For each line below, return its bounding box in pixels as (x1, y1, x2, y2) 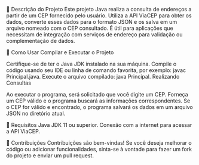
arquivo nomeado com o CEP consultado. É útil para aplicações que (6, 24, 173, 32)
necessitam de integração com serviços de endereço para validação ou (6, 31, 183, 38)
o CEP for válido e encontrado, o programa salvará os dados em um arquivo (6, 104, 193, 110)
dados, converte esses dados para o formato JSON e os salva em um (6, 18, 177, 25)
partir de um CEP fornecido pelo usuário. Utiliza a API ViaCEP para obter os (6, 12, 192, 19)
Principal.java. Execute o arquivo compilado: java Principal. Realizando (6, 73, 180, 80)
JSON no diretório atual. (6, 110, 66, 117)
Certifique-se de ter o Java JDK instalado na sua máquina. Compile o (6, 60, 177, 67)
